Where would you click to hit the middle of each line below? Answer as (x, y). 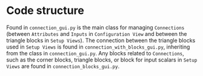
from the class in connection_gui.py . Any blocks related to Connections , (95, 53)
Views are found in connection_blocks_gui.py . (63, 66)
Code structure (45, 11)
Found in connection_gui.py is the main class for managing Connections (95, 27)
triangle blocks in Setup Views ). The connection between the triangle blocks (101, 40)
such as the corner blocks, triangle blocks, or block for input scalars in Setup (102, 60)
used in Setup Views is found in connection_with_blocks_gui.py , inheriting (98, 47)
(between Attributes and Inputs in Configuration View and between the (97, 33)
